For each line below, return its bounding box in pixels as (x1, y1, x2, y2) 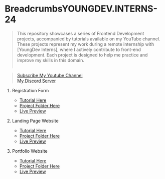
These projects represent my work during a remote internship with (17, 41, 154, 47)
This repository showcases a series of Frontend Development (17, 30, 144, 36)
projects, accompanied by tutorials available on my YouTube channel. (17, 36, 160, 42)
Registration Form (12, 87, 49, 93)
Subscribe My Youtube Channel (17, 72, 83, 78)
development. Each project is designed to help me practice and (17, 51, 148, 58)
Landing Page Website (12, 117, 59, 124)
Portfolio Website (12, 148, 48, 154)
